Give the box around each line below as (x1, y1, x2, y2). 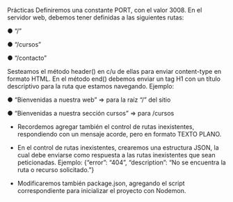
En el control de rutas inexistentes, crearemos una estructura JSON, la (17, 143, 219, 152)
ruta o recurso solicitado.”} (17, 166, 95, 173)
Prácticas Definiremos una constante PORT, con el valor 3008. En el (7, 6, 202, 14)
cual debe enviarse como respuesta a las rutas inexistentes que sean (17, 151, 216, 159)
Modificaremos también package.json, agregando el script (17, 179, 186, 187)
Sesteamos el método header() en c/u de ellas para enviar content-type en (7, 68, 222, 75)
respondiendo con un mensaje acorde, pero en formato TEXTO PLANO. (17, 130, 222, 138)
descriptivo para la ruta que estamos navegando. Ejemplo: (7, 82, 175, 90)
